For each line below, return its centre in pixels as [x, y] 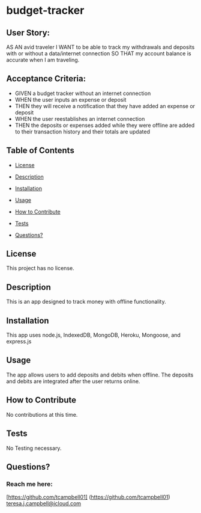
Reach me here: [29, 484]
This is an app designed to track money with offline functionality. [86, 302]
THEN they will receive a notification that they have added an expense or [105, 106]
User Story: [28, 33]
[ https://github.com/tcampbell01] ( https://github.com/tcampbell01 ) [88, 497]
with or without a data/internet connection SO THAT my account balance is [99, 54]
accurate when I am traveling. [43, 60]
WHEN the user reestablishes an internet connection [80, 118]
